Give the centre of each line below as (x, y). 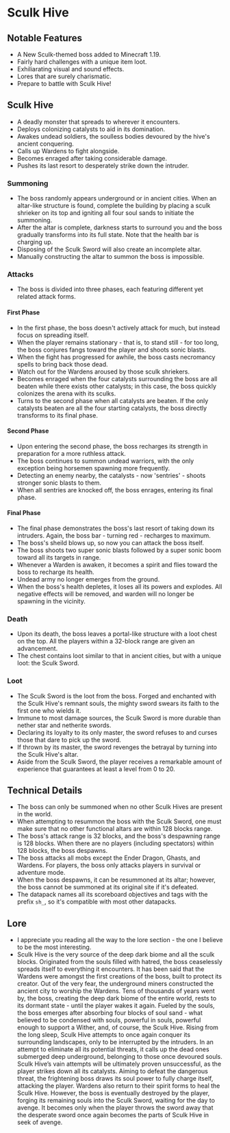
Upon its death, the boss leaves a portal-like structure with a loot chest (117, 634)
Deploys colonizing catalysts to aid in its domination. (91, 129)
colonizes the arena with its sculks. (66, 393)
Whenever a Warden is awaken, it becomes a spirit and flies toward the (117, 565)
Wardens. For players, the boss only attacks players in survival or (109, 865)
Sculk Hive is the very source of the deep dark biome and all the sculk (116, 954)
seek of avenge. (40, 1122)
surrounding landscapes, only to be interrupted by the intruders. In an (115, 1042)
